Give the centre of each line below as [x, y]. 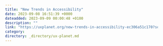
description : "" [21, 23]
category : [15, 32]
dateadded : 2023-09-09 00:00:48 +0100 [44, 18]
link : [10, 27]
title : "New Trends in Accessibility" [44, 9]
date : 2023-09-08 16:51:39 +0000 [39, 14]
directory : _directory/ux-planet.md [42, 36]
